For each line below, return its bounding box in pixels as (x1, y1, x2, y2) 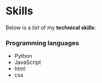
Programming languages (5, 39, 79, 47)
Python (14, 53, 32, 60)
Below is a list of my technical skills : (5, 24, 97, 31)
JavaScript (14, 59, 41, 66)
